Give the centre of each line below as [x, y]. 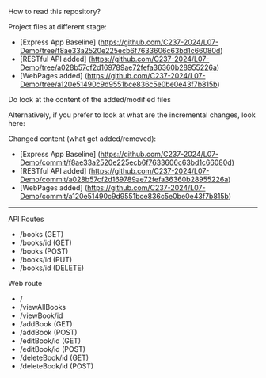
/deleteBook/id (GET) [54, 357]
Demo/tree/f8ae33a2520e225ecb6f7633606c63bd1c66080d [120, 50]
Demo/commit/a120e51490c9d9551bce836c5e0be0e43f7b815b [124, 196]
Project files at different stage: [57, 27]
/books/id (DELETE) [52, 268]
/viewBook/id [41, 315]
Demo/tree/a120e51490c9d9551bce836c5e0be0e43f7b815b [118, 84]
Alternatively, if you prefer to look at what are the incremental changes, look [132, 115]
